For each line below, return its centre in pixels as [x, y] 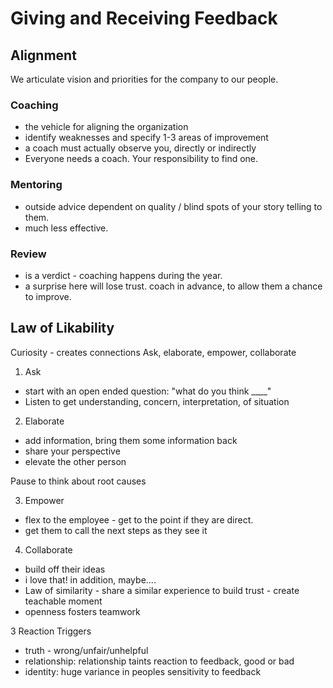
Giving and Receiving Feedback [144, 18]
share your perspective [72, 451]
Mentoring [36, 185]
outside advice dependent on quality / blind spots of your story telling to [173, 206]
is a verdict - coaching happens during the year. [123, 275]
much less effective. [66, 228]
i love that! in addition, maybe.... [90, 579]
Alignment [43, 55]
